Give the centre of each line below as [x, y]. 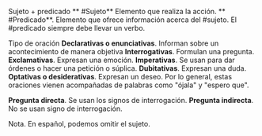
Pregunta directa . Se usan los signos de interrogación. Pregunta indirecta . [131, 100]
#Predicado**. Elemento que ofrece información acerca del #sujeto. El [123, 20]
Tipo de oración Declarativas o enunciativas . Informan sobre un [114, 43]
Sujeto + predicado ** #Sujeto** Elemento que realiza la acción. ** [117, 11]
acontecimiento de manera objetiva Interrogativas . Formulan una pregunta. [131, 51]
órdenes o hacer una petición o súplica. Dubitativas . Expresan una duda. [127, 68]
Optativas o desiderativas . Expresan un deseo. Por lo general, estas [120, 77]
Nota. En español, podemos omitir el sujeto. [79, 124]
